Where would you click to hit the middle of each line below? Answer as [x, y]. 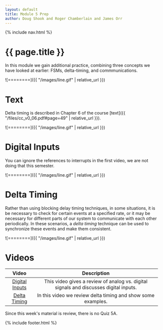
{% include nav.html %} [29, 33]
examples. [96, 301]
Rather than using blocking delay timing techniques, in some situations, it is [80, 208]
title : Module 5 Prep [27, 14]
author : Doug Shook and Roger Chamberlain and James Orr [64, 18]
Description [96, 273]
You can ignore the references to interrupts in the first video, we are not [77, 161]
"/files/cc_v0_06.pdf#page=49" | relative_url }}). [53, 118]
